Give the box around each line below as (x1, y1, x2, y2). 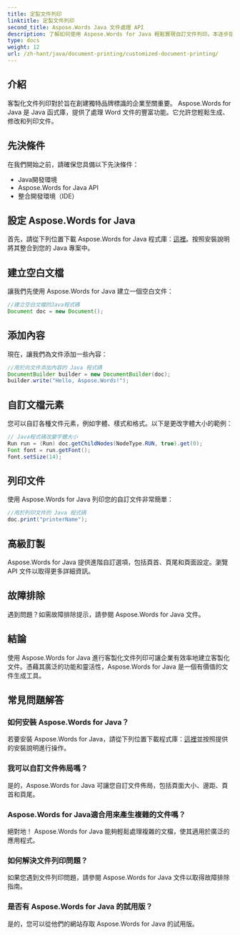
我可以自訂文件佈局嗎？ (7, 764, 88, 774)
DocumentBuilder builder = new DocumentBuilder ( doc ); (7, 371, 171, 378)
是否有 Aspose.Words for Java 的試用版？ (7, 901, 153, 911)
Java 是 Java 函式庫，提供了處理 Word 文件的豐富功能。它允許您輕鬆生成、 (7, 108, 229, 116)
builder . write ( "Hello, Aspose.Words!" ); (7, 377, 130, 384)
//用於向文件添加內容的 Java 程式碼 (7, 364, 102, 371)
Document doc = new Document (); (7, 308, 104, 315)
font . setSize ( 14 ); (7, 453, 62, 461)
